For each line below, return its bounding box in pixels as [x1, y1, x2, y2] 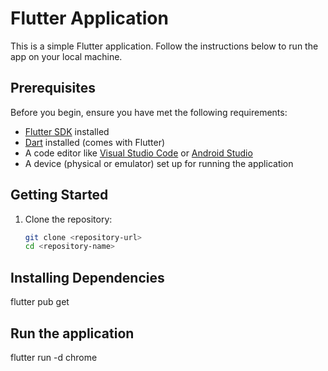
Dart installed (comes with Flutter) [24, 136, 166, 148]
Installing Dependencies [10, 269, 165, 286]
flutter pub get [10, 296, 70, 308]
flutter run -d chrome [10, 351, 98, 363]
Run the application [10, 325, 135, 342]
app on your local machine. [10, 50, 123, 62]
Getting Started [10, 187, 109, 204]
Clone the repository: [24, 213, 113, 225]
